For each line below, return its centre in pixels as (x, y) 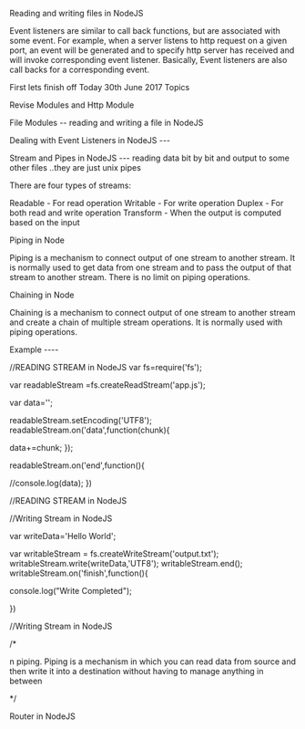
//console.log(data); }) (51, 483)
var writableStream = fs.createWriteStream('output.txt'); (114, 554)
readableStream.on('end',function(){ (77, 465)
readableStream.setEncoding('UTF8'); (81, 420)
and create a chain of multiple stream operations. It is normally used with (146, 322)
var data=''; (31, 402)
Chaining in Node (42, 295)
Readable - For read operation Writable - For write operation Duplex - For (147, 203)
